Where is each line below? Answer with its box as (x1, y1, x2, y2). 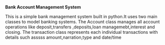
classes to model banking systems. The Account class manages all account (5, 19, 160, 24)
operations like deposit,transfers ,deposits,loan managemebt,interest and (5, 24, 155, 30)
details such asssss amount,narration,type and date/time (5, 34, 122, 40)
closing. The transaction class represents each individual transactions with (5, 29, 158, 35)
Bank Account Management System (5, 4, 81, 10)
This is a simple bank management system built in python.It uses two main (5, 14, 158, 19)
